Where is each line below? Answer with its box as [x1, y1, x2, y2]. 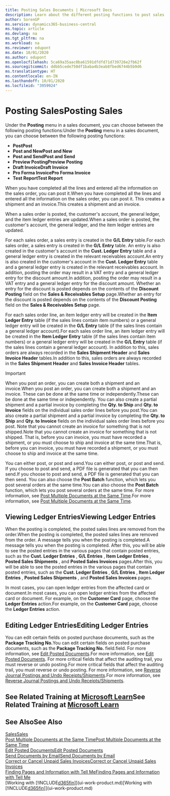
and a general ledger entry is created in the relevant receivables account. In [5, 264, 164, 270]
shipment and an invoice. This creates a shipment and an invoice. [5, 201, 141, 207]
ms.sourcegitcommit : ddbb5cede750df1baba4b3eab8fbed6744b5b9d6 [5, 64, 142, 69]
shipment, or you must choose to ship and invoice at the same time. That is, [5, 439, 162, 446]
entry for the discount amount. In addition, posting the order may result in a [5, 275, 161, 281]
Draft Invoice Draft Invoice [12, 164, 69, 170]
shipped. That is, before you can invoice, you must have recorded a [5, 434, 146, 440]
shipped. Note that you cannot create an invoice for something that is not [5, 428, 157, 435]
